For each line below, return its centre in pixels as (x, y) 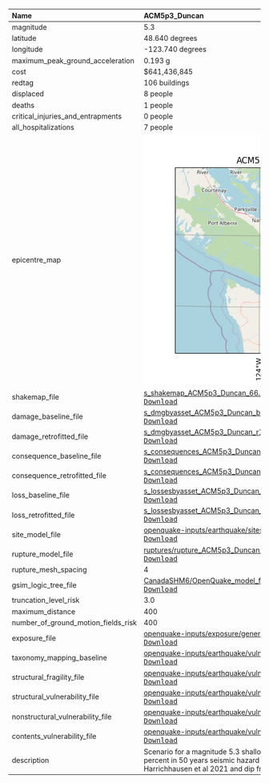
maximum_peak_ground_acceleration (73, 60)
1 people (159, 105)
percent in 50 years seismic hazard (202, 760)
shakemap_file (36, 397)
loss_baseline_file (41, 495)
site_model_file (36, 534)
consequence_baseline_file (56, 456)
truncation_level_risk (46, 600)
